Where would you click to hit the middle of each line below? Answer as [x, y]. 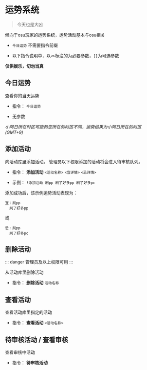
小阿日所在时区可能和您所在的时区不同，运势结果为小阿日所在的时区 [73, 127]
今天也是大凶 [30, 24]
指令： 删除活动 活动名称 [36, 283]
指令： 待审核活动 [30, 363]
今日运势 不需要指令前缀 [35, 45]
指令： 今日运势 [27, 106]
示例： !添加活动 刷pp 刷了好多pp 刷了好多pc [54, 182]
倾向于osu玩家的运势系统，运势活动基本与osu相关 [55, 35]
